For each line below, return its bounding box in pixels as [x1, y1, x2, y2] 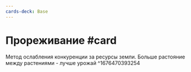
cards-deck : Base [5, 8, 48, 15]
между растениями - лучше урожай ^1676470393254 [5, 59, 140, 66]
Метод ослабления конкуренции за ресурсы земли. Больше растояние [5, 53, 185, 60]
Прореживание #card [5, 33, 117, 47]
